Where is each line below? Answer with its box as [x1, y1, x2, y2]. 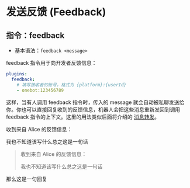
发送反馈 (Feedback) [6, 5, 106, 19]
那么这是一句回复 [6, 175, 47, 182]
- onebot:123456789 [16, 87, 64, 93]
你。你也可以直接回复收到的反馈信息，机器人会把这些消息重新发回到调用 [6, 106, 180, 113]
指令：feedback [6, 30, 65, 40]
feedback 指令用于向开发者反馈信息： [6, 60, 97, 66]
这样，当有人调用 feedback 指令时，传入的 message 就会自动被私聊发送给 [6, 99, 185, 106]
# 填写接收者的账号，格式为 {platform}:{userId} [16, 82, 127, 88]
